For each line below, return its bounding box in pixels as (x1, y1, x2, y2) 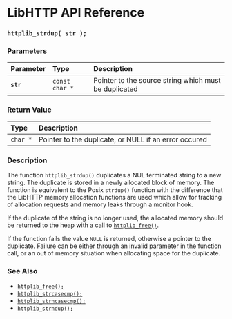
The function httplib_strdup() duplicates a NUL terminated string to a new (7, 171, 222, 179)
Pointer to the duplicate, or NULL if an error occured (39, 135, 207, 144)
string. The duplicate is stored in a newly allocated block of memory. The (7, 178, 215, 186)
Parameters (7, 46, 47, 56)
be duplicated (93, 84, 138, 94)
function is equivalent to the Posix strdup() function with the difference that (7, 186, 223, 194)
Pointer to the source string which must (93, 76, 221, 86)
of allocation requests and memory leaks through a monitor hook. (7, 200, 193, 209)
